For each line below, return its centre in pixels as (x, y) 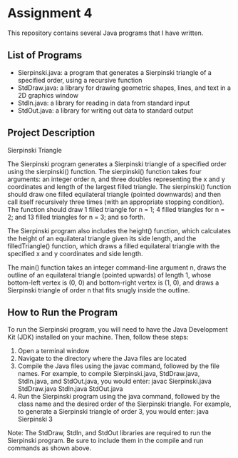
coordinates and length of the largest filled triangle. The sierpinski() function (119, 186)
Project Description (51, 133)
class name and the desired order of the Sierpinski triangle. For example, (124, 404)
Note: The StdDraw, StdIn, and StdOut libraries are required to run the (109, 433)
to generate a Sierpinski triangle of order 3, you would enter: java (113, 412)
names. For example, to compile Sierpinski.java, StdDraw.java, (109, 374)
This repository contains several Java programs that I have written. (105, 33)
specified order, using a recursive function (80, 80)
